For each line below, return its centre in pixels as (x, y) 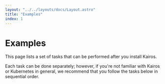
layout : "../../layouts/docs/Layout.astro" (50, 10)
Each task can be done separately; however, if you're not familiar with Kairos (82, 66)
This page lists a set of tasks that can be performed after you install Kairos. (81, 56)
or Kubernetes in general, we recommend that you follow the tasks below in (82, 71)
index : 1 (14, 19)
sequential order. (22, 77)
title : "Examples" (24, 14)
